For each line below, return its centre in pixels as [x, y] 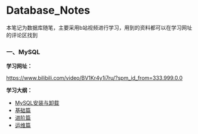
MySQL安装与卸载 [37, 103]
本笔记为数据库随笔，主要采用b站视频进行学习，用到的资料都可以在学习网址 [99, 27]
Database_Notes [48, 10]
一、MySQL [23, 52]
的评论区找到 [22, 35]
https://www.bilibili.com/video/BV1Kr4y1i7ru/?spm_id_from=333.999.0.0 [95, 78]
